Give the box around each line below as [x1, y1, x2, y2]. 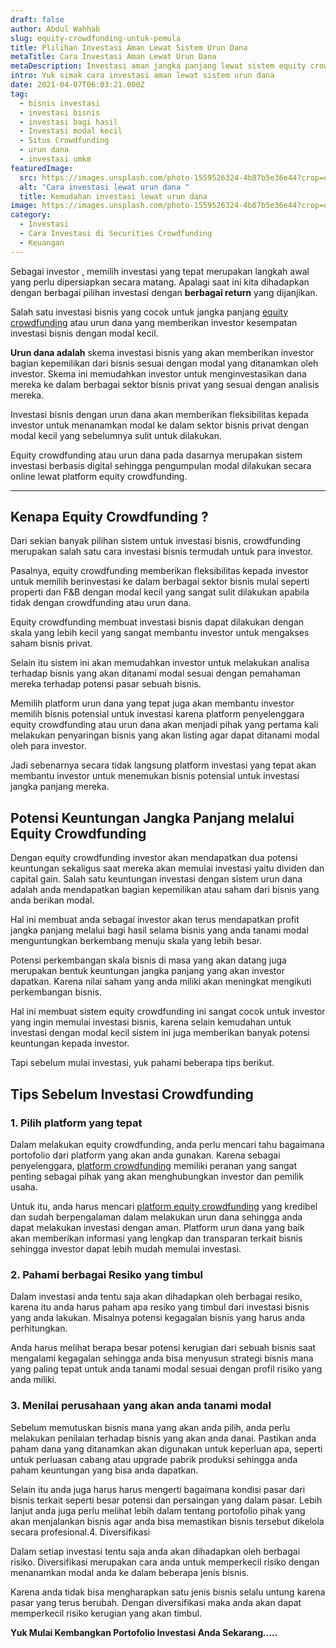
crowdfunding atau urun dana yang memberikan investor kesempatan [10, 316, 298, 328]
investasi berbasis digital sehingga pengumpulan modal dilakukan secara [10, 459, 312, 471]
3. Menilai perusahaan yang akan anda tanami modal [10, 1399, 272, 1413]
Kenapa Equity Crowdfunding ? [10, 509, 209, 526]
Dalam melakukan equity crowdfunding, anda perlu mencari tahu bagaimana [10, 1138, 325, 1150]
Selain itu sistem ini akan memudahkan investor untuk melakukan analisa [10, 657, 310, 669]
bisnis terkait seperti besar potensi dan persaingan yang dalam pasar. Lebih [10, 1494, 323, 1506]
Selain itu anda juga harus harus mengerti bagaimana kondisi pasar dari [10, 1483, 306, 1495]
